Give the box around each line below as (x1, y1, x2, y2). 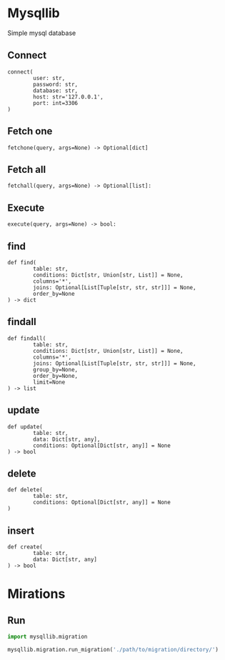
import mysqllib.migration (7, 634, 88, 641)
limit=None (33, 379, 66, 386)
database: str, (33, 87, 79, 94)
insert (7, 524, 34, 536)
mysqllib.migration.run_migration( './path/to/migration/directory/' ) (7, 646, 219, 654)
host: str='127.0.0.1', (33, 93, 104, 101)
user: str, (33, 74, 66, 81)
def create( (7, 544, 43, 551)
